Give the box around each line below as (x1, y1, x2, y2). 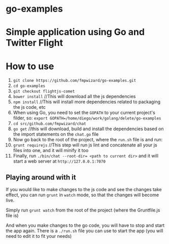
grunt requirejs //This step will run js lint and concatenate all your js (13, 142, 157, 148)
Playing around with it (6, 173, 76, 181)
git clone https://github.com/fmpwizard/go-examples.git (13, 78, 137, 83)
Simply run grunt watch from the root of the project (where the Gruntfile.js (6, 207, 160, 213)
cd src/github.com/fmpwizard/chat (13, 121, 86, 127)
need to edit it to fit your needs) (6, 233, 72, 239)
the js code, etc (13, 104, 46, 110)
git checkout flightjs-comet (13, 89, 75, 94)
